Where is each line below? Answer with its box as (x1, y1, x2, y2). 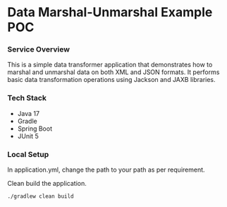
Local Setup (7, 149, 49, 159)
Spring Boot (17, 124, 53, 133)
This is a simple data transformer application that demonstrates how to (7, 61, 213, 69)
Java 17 (17, 109, 40, 117)
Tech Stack (7, 93, 47, 103)
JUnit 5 (17, 131, 39, 140)
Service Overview (7, 45, 70, 54)
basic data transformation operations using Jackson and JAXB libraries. (7, 76, 216, 84)
